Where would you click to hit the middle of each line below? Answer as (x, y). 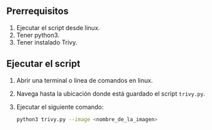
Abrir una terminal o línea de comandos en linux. (84, 80)
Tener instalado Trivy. (47, 42)
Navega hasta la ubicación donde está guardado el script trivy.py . (111, 93)
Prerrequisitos (38, 11)
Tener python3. (38, 35)
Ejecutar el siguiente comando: (60, 107)
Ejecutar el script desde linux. (58, 27)
